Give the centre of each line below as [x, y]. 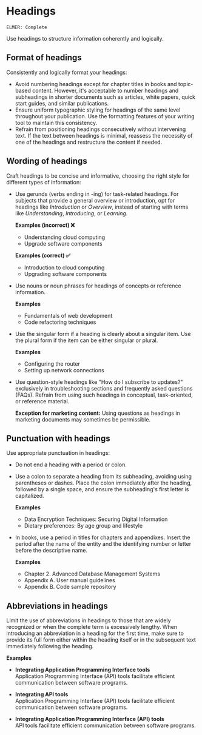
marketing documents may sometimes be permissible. [82, 419]
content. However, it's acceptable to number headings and [106, 90]
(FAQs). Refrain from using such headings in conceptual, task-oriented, [104, 395]
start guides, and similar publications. [62, 103]
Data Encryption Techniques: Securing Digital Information [96, 519]
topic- [186, 84]
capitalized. [29, 496]
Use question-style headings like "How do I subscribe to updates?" [99, 382]
